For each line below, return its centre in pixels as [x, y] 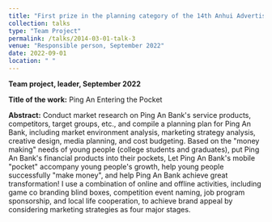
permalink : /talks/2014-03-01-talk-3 [72, 38]
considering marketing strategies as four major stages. [100, 209]
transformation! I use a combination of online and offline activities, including [135, 183]
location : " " [32, 61]
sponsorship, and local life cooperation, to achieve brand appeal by [121, 201]
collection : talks [39, 23]
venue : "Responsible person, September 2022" [86, 46]
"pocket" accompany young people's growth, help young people [116, 166]
